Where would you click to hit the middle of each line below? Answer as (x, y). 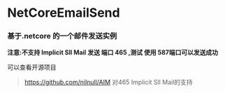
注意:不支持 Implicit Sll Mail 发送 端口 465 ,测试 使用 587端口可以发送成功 (113, 52)
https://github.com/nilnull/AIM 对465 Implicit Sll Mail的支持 (109, 83)
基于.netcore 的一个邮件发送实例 (62, 36)
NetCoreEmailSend (64, 13)
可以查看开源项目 (32, 67)
